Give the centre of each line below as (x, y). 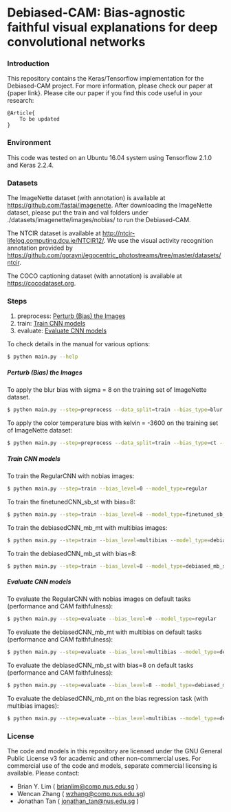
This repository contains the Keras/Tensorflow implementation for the (106, 79)
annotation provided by (40, 248)
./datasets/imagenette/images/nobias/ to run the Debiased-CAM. (99, 220)
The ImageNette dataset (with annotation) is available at (86, 198)
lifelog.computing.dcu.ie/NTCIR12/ (56, 241)
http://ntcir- (119, 233)
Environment (29, 143)
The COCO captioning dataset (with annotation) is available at (95, 276)
